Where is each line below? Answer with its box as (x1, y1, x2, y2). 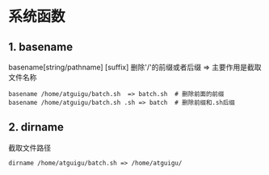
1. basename (8, 40, 74, 53)
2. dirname (8, 120, 65, 134)
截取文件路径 (8, 143, 51, 152)
